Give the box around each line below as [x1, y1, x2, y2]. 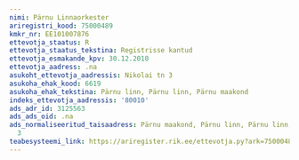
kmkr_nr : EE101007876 [9, 29, 90, 38]
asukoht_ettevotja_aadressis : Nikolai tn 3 [9, 71, 174, 80]
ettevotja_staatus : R [9, 37, 90, 47]
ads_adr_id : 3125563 [9, 104, 86, 113]
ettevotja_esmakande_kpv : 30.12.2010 [9, 54, 149, 63]
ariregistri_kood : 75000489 [9, 21, 114, 30]
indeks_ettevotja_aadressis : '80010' [9, 95, 149, 105]
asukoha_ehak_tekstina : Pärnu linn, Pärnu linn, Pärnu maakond [9, 87, 249, 96]
